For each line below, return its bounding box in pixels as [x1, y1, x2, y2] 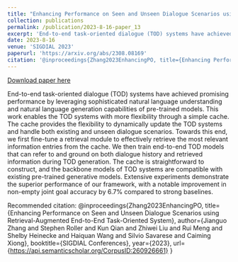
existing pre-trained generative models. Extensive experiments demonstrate [7, 172, 229, 181]
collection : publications [7, 17, 84, 24]
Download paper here [7, 76, 71, 84]
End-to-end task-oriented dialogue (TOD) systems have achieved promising [7, 89, 229, 98]
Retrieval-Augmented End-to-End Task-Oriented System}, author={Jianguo [7, 216, 227, 224]
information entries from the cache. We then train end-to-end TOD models [7, 142, 225, 151]
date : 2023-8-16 [7, 37, 55, 44]
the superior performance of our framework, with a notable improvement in [7, 180, 227, 188]
